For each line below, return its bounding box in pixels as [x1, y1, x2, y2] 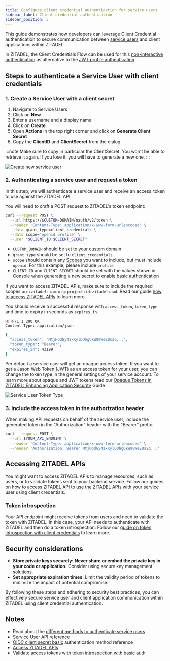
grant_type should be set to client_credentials [12, 251, 113, 257]
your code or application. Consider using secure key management [12, 563, 153, 570]
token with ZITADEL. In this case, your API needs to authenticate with [5, 519, 150, 525]
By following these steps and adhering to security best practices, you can [5, 589, 159, 595]
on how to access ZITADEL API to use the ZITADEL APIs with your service [5, 484, 159, 490]
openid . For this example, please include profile [12, 262, 114, 268]
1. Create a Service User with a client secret [5, 95, 115, 102]
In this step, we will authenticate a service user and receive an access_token [5, 188, 165, 194]
